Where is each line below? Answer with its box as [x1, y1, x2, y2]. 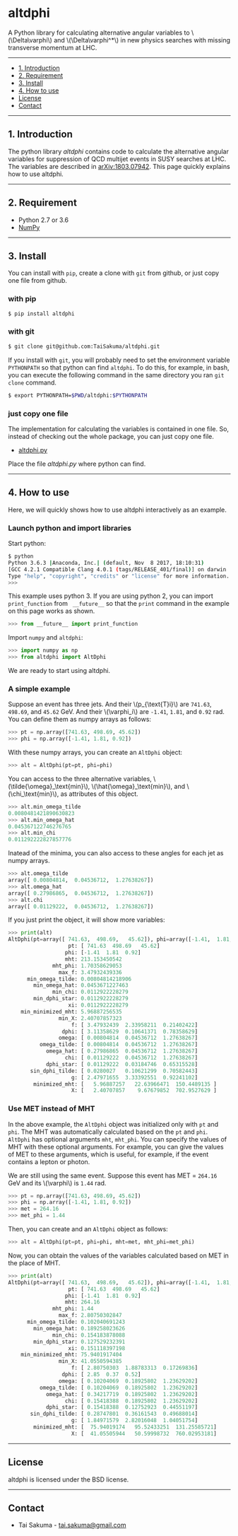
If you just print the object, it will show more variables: [8, 915, 165, 924]
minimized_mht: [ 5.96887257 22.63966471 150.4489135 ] [33, 1080, 218, 1088]
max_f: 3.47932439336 [58, 968, 122, 976]
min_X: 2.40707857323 [58, 1014, 122, 1022]
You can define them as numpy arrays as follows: [8, 715, 151, 724]
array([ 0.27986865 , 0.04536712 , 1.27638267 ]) [8, 889, 154, 897]
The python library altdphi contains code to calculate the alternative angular [8, 147, 229, 156]
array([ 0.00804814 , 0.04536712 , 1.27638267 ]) [8, 877, 154, 884]
